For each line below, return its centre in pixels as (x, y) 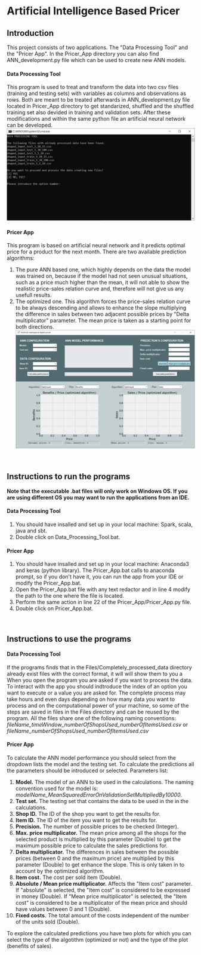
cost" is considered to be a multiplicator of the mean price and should (101, 903)
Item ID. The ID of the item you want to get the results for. (86, 821)
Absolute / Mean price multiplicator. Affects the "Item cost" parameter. (104, 884)
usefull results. (34, 295)
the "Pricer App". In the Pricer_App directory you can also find (83, 54)
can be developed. (30, 125)
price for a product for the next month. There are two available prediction (97, 252)
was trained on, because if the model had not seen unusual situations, (101, 276)
